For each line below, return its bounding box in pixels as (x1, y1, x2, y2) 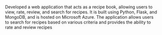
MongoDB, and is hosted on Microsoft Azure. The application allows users (5, 14, 154, 20)
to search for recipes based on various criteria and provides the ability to (5, 19, 151, 25)
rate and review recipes (5, 24, 53, 30)
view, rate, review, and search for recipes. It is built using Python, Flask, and (5, 9, 157, 15)
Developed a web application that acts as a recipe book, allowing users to (5, 4, 153, 10)
